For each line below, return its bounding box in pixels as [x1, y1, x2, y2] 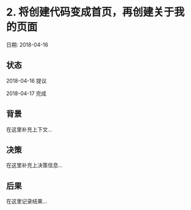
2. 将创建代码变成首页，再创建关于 [6, 5, 174, 19]
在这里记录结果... [6, 198, 47, 205]
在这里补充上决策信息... [6, 162, 63, 169]
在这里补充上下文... [6, 126, 53, 133]
